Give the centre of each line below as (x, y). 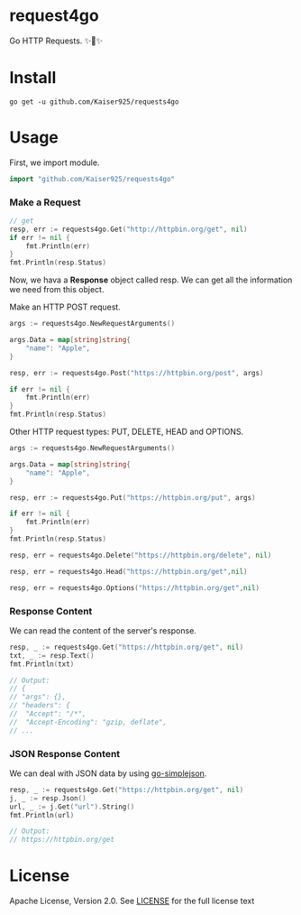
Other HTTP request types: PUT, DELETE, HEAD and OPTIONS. (127, 432)
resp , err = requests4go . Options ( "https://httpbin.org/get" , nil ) (134, 587)
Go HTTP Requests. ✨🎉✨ (56, 41)
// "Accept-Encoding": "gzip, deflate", (88, 722)
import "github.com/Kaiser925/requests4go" (92, 179)
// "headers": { (40, 706)
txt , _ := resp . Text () (52, 655)
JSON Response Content (65, 753)
